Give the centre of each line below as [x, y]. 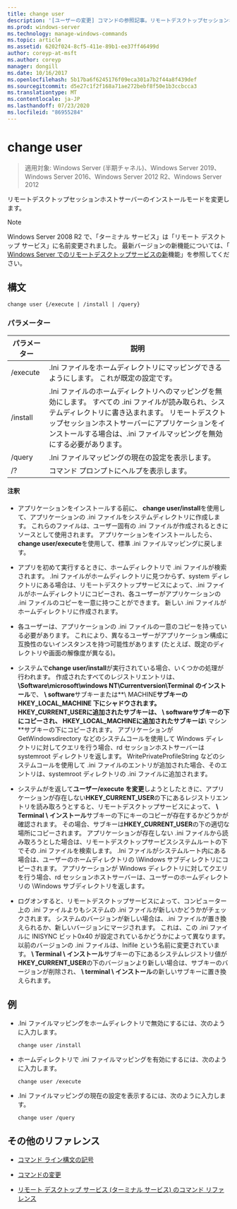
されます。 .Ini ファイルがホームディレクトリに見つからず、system [114, 576]
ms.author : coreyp [34, 60]
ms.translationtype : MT [42, 93]
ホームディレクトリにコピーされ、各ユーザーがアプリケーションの [125, 594]
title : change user [36, 14]
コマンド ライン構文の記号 [55, 1160]
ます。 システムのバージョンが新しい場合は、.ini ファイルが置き [128, 918]
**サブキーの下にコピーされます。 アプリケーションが [96, 729]
